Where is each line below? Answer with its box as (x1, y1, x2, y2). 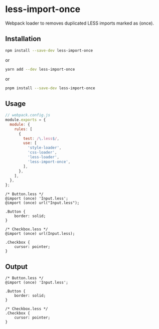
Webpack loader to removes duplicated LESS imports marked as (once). (5, 20, 154, 26)
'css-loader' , (27, 150, 57, 155)
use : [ (23, 140, 37, 146)
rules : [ (14, 126, 33, 131)
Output (5, 262, 28, 271)
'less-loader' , (27, 154, 59, 160)
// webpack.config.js (5, 113, 51, 118)
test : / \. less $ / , (23, 136, 59, 141)
